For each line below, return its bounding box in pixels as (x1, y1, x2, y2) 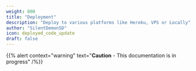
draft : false (6, 36, 38, 42)
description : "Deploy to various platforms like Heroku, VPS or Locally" (6, 19, 191, 25)
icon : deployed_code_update (6, 31, 75, 36)
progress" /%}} (6, 58, 43, 65)
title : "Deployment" (6, 14, 57, 20)
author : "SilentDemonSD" (6, 25, 67, 31)
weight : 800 (6, 8, 35, 15)
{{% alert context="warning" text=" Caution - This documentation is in (6, 52, 177, 59)
